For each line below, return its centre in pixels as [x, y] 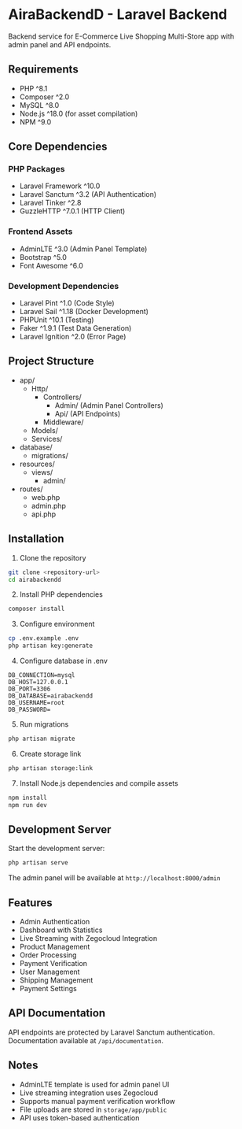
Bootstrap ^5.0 [43, 257]
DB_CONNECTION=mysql [42, 676]
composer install [37, 609]
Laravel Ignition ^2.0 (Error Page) [73, 337]
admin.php [49, 505]
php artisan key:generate [50, 646]
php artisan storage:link [50, 768]
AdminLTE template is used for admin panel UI [94, 1084]
